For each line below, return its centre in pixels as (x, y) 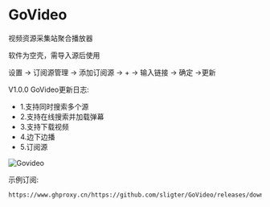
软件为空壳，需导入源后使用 (54, 55)
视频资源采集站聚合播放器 (51, 38)
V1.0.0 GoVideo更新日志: (49, 89)
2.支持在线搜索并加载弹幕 (62, 116)
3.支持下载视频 (45, 126)
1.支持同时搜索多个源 (54, 106)
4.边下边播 (37, 137)
